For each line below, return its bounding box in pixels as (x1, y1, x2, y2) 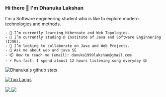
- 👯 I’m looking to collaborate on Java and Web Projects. (5, 44, 130, 48)
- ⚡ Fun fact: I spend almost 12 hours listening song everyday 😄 (5, 58, 148, 63)
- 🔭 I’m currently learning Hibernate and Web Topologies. (5, 31, 130, 36)
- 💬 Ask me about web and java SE (5, 48, 77, 53)
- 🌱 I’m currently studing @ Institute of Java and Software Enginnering (5, 35, 162, 40)
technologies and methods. (5, 21, 61, 27)
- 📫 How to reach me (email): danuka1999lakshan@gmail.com (5, 53, 132, 58)
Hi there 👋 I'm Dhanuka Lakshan (5, 4, 83, 11)
